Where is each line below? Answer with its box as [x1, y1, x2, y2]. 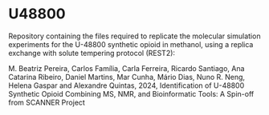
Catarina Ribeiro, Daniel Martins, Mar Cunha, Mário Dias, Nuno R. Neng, [8, 72, 246, 81]
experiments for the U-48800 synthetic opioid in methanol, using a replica [8, 39, 254, 49]
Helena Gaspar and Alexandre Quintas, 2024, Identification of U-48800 [8, 81, 245, 90]
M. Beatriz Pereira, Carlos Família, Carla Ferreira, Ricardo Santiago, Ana [8, 63, 245, 73]
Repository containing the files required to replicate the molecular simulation [8, 31, 261, 41]
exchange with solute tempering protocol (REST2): [8, 48, 175, 57]
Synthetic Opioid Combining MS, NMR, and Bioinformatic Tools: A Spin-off [8, 89, 255, 98]
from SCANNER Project [8, 97, 86, 107]
